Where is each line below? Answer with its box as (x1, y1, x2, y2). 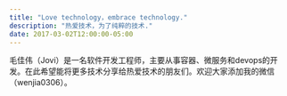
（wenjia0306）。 (9, 77, 73, 88)
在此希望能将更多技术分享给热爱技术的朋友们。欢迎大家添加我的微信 (24, 66, 275, 76)
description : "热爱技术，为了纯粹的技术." (9, 21, 153, 30)
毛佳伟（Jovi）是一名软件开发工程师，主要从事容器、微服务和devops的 (9, 55, 270, 66)
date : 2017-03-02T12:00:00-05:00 (9, 29, 134, 38)
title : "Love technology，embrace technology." (9, 12, 188, 22)
